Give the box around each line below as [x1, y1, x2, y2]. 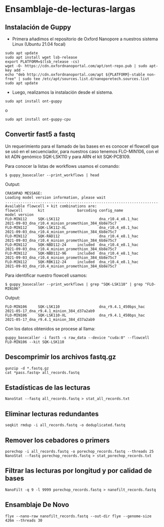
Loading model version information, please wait [5, 195, 106, 200]
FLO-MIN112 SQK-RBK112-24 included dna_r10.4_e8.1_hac [5, 259, 139, 264]
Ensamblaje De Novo [5, 501, 69, 509]
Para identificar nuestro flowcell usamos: [5, 272, 87, 278]
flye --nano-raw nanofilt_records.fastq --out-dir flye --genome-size [5, 514, 152, 519]
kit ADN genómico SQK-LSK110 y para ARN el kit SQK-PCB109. [5, 154, 131, 159]
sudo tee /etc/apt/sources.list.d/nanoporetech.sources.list [22, 77, 150, 81]
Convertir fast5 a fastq [5, 130, 76, 138]
